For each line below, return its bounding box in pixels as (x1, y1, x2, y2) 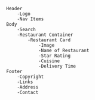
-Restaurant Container (17, 32, 73, 38)
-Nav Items (17, 16, 44, 22)
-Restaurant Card (27, 37, 71, 43)
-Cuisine (38, 58, 60, 64)
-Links (17, 79, 33, 85)
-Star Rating (38, 53, 71, 59)
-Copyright (17, 74, 44, 80)
